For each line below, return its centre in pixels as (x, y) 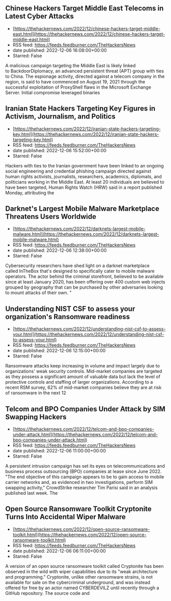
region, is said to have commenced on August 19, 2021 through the (75, 81)
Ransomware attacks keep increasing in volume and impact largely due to (83, 366)
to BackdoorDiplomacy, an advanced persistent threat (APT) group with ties (85, 71)
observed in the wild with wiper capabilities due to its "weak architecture (81, 571)
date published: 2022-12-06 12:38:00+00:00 (60, 250)
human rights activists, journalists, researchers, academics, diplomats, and (83, 176)
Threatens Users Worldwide (51, 217)
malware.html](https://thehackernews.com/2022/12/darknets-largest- (86, 234)
